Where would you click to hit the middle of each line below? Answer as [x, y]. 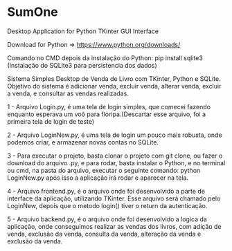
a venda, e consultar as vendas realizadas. [68, 93]
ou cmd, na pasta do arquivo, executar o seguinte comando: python [104, 170]
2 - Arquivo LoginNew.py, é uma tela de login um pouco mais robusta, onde [115, 135]
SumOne [33, 12]
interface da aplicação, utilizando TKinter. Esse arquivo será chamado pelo [114, 198]
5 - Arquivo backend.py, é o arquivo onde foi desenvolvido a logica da [107, 219]
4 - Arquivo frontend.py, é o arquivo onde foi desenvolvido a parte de [106, 191]
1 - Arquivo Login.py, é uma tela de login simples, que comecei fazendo [109, 106]
